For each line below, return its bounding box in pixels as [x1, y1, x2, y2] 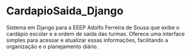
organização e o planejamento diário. [6, 43, 98, 50]
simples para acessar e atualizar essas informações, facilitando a [6, 36, 169, 43]
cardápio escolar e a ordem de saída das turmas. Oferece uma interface [6, 30, 185, 37]
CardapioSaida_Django [6, 4, 124, 18]
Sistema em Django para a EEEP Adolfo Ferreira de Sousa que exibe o [6, 24, 180, 31]
